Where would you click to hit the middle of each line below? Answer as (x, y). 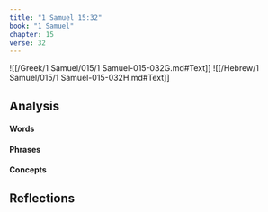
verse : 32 (28, 43)
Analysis (35, 106)
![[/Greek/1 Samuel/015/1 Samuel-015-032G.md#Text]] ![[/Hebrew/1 (134, 68)
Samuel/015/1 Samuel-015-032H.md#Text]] (89, 78)
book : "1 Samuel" (42, 26)
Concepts (28, 170)
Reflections (42, 198)
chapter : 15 (31, 34)
